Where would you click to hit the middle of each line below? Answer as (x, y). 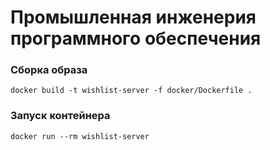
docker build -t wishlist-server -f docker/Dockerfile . (131, 91)
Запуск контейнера (60, 116)
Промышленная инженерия (133, 17)
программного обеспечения (136, 38)
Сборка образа (49, 70)
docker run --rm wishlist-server (80, 136)
